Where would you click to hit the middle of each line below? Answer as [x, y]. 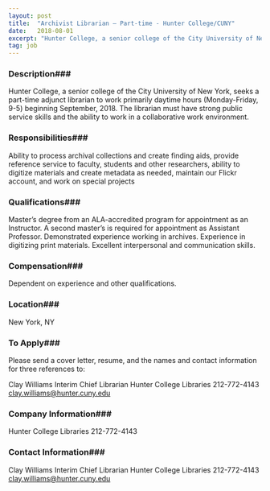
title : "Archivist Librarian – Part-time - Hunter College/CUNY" [122, 23]
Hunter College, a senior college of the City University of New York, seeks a [134, 91]
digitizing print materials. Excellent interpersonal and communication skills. [132, 245]
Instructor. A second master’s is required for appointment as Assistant [124, 228]
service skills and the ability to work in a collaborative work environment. [129, 117]
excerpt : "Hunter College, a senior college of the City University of [131, 38]
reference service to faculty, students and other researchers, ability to [124, 164]
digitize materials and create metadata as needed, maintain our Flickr [123, 172]
